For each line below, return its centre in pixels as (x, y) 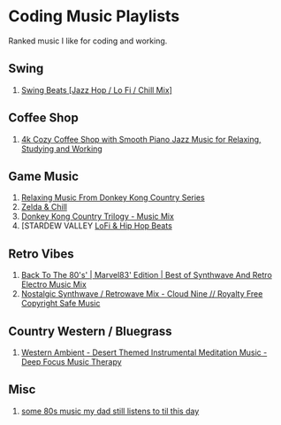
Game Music (44, 176)
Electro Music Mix (54, 284)
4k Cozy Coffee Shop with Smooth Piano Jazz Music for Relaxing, (141, 139)
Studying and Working (61, 149)
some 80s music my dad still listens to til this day (110, 411)
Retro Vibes (41, 254)
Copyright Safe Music (61, 304)
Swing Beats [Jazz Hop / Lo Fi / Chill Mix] (97, 89)
